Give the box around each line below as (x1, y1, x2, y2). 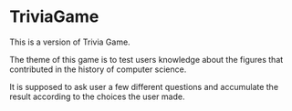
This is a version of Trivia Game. (9, 36, 130, 47)
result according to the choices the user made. (9, 91, 185, 102)
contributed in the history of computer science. (9, 64, 187, 75)
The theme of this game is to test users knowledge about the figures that (9, 54, 284, 65)
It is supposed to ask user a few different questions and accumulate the (9, 81, 279, 92)
